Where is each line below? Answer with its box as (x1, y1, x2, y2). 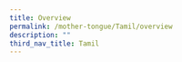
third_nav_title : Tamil (9, 38, 100, 48)
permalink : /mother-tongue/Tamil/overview (9, 22, 173, 31)
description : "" (9, 30, 71, 39)
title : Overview (9, 13, 71, 23)
